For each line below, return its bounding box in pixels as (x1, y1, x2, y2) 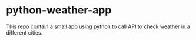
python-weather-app (6, 4, 112, 17)
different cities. (6, 29, 43, 36)
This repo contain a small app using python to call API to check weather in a (6, 23, 190, 30)
